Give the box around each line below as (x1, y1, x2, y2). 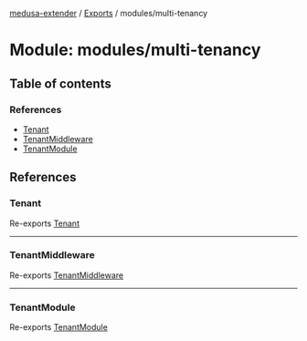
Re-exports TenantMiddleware (9, 269, 124, 281)
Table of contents (9, 76, 111, 91)
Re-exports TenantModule (9, 322, 108, 333)
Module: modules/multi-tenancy (9, 40, 261, 60)
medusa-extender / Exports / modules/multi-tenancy (9, 8, 208, 18)
